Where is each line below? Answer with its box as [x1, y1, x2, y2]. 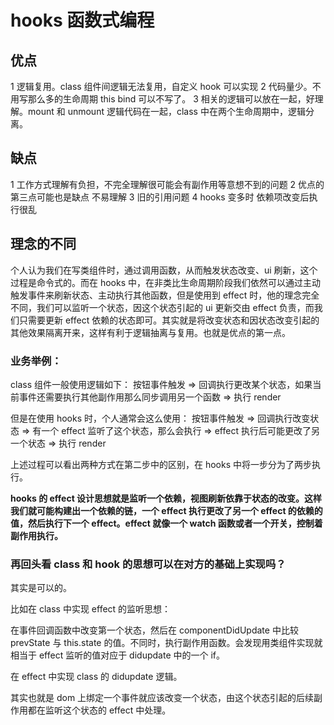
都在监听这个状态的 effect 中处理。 [27, 704, 172, 716]
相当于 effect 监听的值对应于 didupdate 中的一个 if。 [10, 649, 225, 661]
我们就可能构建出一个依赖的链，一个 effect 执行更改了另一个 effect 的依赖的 [10, 504, 323, 516]
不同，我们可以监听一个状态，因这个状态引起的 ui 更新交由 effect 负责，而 [10, 301, 315, 313]
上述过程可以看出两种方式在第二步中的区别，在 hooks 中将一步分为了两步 [10, 458, 313, 470]
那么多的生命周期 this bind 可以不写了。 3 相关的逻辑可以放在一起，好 [27, 93, 315, 105]
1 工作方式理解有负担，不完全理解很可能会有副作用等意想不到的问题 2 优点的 [10, 178, 325, 190]
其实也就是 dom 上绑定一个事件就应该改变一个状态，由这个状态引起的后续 [10, 692, 315, 704]
